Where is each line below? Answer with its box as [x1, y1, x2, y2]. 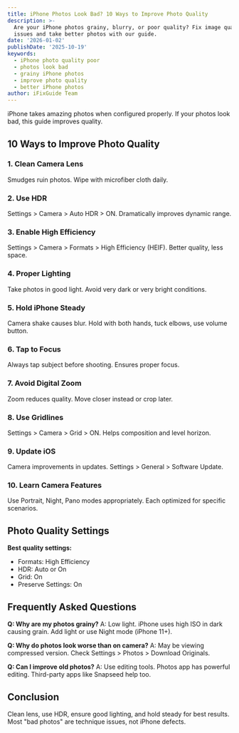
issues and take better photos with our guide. [14, 30, 158, 38]
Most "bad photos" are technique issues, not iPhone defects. [7, 717, 186, 726]
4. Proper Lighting [7, 269, 71, 279]
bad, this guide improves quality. [7, 117, 103, 125]
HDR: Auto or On [17, 565, 67, 574]
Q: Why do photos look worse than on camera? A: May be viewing [7, 641, 205, 650]
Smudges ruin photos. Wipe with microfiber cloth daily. [7, 175, 169, 184]
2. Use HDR [7, 193, 48, 203]
